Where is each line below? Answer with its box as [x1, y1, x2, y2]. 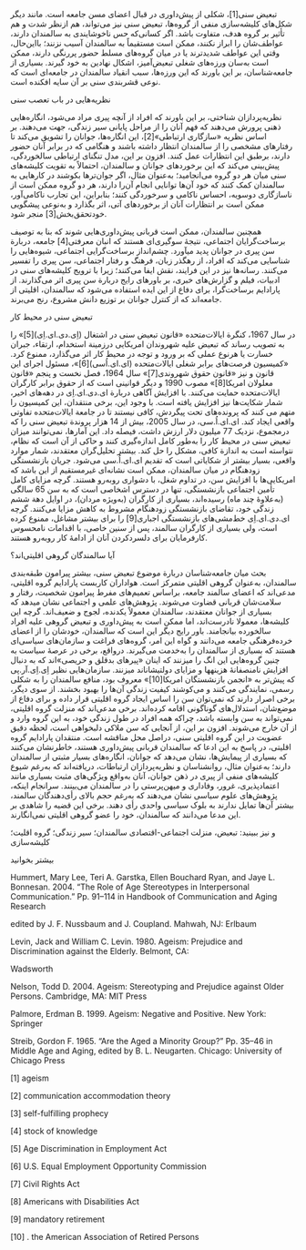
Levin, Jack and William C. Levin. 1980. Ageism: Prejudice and [10, 936, 243, 947]
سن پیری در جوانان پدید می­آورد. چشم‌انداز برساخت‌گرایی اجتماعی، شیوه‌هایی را [10, 246, 276, 256]
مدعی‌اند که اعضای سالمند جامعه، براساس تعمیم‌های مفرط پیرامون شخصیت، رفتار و [10, 587, 296, 597]
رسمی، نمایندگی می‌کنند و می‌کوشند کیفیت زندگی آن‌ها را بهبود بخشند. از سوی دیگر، [10, 684, 294, 694]
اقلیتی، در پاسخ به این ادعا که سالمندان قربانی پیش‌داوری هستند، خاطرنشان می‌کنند [10, 742, 292, 752]
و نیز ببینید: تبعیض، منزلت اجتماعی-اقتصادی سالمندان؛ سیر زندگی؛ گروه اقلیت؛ [10, 827, 276, 838]
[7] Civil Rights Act [10, 1179, 80, 1189]
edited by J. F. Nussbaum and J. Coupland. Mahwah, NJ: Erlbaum [10, 919, 258, 929]
